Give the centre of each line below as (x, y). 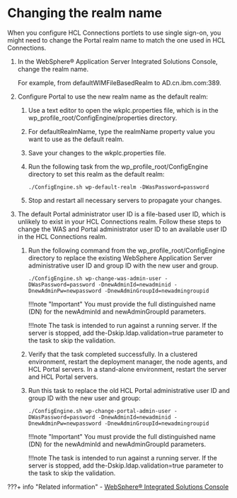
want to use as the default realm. (76, 139)
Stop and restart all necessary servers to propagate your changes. (125, 200)
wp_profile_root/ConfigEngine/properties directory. (103, 118)
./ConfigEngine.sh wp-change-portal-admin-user (99, 411)
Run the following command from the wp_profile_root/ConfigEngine (126, 250)
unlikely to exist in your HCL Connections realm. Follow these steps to (119, 221)
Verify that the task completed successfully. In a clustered (113, 354)
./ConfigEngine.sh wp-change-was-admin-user (95, 278)
